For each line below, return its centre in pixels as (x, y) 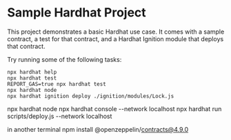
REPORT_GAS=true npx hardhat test (57, 84)
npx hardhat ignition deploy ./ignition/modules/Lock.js (91, 96)
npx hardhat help (32, 72)
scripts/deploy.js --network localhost (60, 116)
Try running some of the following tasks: (64, 59)
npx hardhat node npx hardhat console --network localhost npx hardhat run (114, 108)
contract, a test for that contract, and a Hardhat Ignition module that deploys (115, 38)
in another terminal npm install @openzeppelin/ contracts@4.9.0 (98, 129)
